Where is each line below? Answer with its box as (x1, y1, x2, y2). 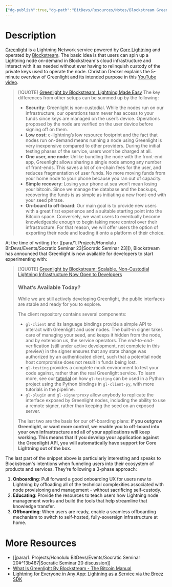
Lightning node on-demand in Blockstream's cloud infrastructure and (5, 57, 152, 64)
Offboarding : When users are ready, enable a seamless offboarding (12, 508, 156, 515)
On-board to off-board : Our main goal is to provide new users (25, 202, 157, 208)
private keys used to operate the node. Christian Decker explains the (5, 68, 150, 74)
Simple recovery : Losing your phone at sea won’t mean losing (25, 180, 157, 187)
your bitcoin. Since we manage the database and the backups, (25, 186, 158, 192)
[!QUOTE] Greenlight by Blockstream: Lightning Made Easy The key (17, 89, 160, 95)
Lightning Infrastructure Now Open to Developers (17, 271, 122, 277)
